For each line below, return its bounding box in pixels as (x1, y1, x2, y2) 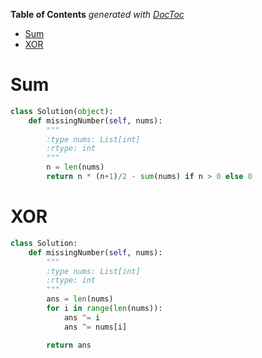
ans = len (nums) (46, 294, 114, 304)
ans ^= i (63, 312, 101, 323)
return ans (46, 340, 92, 350)
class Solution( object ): (10, 106, 114, 116)
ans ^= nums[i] (63, 322, 128, 332)
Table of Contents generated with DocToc (10, 9, 185, 20)
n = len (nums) (46, 162, 105, 173)
